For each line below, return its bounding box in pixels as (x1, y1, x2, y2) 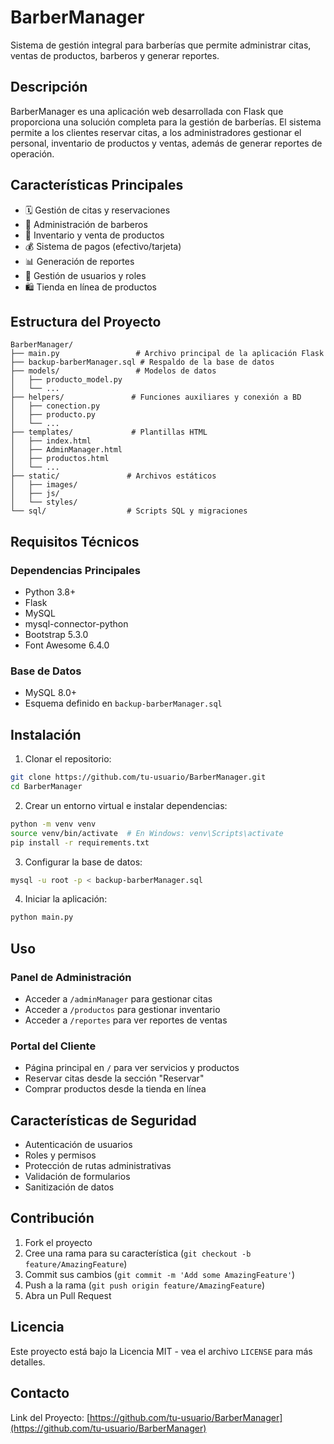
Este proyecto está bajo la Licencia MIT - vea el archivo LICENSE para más (10, 1345, 313, 1357)
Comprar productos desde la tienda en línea (24, 1083, 207, 1095)
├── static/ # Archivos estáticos (10, 471, 217, 481)
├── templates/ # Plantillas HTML (10, 427, 208, 438)
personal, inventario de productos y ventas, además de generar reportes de (10, 137, 323, 149)
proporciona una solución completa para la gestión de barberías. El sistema (10, 116, 322, 128)
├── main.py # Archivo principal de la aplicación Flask (10, 349, 325, 359)
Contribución (10, 1210, 95, 1227)
